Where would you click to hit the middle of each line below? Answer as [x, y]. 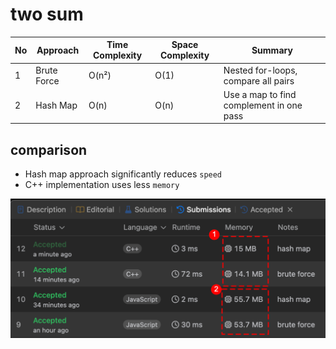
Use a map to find [260, 94]
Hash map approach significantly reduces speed [123, 174]
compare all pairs [259, 80]
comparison [49, 149]
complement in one [263, 105]
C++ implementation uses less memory [102, 185]
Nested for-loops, [260, 70]
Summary [272, 50]
